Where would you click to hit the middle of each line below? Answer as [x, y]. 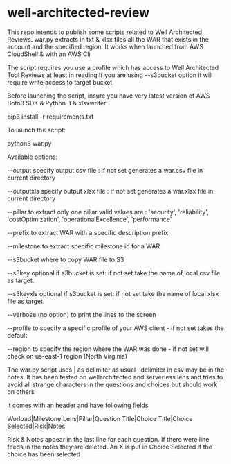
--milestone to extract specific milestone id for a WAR [84, 246]
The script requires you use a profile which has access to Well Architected [113, 67]
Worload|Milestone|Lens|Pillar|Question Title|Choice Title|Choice [100, 418]
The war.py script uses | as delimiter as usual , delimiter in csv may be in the [116, 370]
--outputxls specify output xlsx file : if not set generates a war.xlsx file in [110, 191]
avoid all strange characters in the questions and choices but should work [112, 384]
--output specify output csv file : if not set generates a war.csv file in [105, 170]
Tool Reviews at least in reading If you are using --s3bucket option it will [110, 75]
